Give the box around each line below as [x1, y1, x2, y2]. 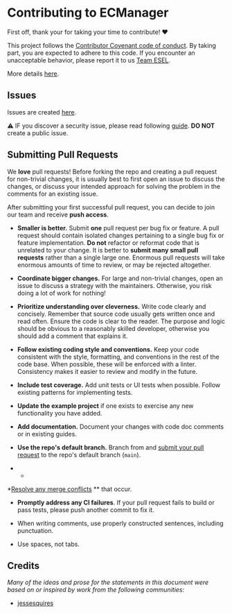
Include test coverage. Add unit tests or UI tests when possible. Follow [17, 380, 221, 389]
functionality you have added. [17, 409, 102, 417]
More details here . [7, 69, 60, 78]
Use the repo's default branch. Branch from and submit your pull [17, 443, 204, 452]
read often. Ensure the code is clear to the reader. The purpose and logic [17, 317, 226, 325]
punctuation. [17, 526, 54, 535]
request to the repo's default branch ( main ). [17, 450, 141, 459]
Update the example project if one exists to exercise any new [17, 401, 194, 410]
